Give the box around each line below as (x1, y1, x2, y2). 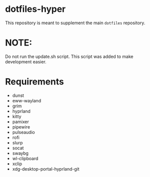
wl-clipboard (12, 155, 38, 161)
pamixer (12, 119, 29, 125)
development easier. (5, 58, 47, 65)
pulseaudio (12, 129, 36, 135)
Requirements (5, 76, 64, 88)
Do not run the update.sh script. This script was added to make (5, 53, 134, 59)
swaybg (12, 150, 29, 156)
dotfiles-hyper (5, 3, 66, 15)
